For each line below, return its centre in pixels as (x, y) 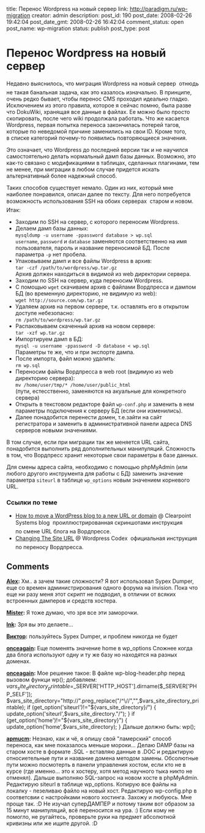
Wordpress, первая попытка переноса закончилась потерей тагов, (93, 124)
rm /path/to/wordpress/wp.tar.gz (58, 320)
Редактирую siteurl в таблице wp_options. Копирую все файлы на (91, 784)
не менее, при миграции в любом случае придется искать (83, 169)
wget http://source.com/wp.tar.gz (59, 300)
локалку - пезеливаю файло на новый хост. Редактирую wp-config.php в (102, 791)
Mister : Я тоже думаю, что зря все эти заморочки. (73, 613)
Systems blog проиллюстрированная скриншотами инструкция (99, 523)
